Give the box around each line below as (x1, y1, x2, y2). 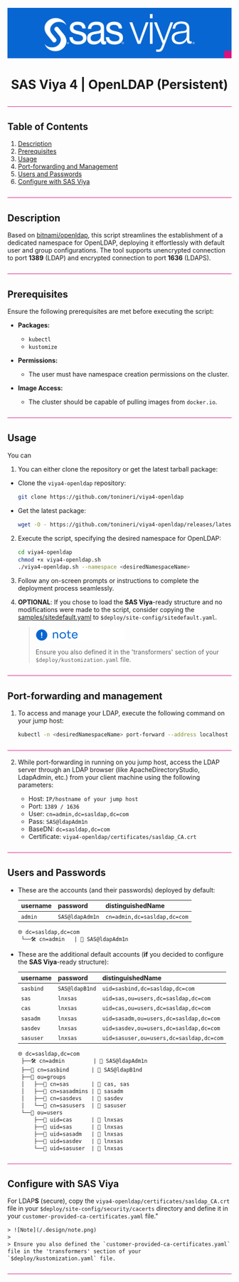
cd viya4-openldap (17, 549, 73, 556)
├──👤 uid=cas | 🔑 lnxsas (33, 1116, 124, 1124)
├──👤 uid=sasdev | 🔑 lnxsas (33, 1137, 124, 1145)
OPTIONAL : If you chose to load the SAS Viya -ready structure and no (17, 598, 223, 606)
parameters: (17, 780, 54, 789)
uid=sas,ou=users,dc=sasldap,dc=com (102, 995, 211, 1002)
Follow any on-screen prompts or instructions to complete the (17, 576, 199, 585)
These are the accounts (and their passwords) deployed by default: (17, 885, 216, 894)
